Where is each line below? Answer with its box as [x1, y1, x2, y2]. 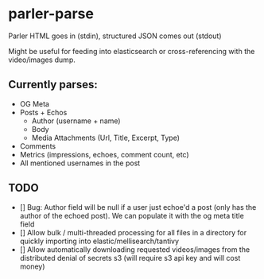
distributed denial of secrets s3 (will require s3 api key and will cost [19, 253, 241, 262]
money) [19, 262, 45, 271]
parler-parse [8, 5, 94, 23]
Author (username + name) [31, 116, 121, 126]
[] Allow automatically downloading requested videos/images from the [19, 244, 250, 254]
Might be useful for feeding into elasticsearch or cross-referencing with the [8, 46, 255, 56]
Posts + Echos [19, 107, 68, 117]
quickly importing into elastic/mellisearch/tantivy [19, 236, 180, 246]
